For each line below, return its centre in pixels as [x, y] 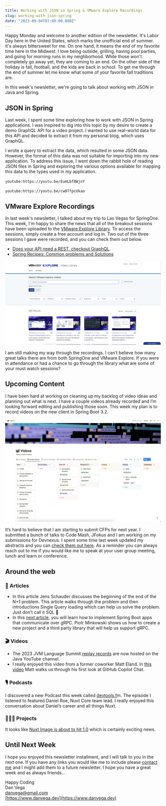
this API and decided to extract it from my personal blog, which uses [75, 136]
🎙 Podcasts [19, 683]
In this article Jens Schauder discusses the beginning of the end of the [84, 596]
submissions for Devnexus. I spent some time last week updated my [74, 540]
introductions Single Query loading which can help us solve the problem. [86, 607]
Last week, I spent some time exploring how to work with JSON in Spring [79, 120]
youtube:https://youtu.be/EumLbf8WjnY [45, 182]
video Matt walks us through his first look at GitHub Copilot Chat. [78, 669]
